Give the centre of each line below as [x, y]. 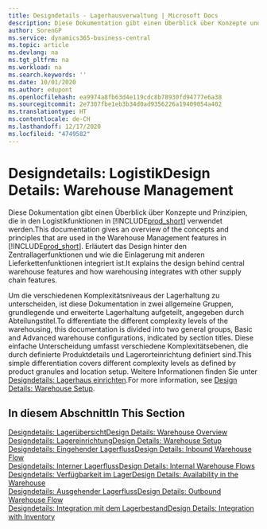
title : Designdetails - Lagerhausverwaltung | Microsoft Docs [113, 16]
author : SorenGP [35, 30]
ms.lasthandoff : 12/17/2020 [55, 126]
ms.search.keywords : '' [48, 75]
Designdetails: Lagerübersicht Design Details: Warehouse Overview [118, 432]
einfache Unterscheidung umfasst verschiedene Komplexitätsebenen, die [128, 346]
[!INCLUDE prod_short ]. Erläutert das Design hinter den [98, 246]
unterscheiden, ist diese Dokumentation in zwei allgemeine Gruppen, [121, 304]
